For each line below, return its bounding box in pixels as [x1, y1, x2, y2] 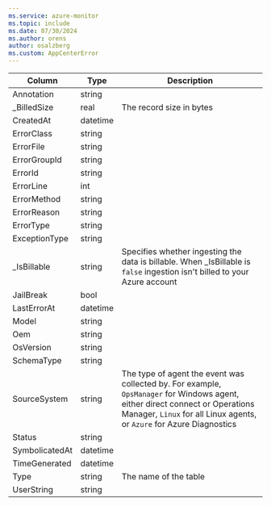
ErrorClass [12, 128, 52, 139]
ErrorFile [12, 141, 46, 152]
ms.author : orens [8, 34, 67, 43]
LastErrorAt [12, 303, 56, 313]
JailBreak [12, 290, 48, 300]
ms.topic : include [8, 19, 70, 27]
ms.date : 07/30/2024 [8, 27, 78, 35]
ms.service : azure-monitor [8, 11, 99, 20]
